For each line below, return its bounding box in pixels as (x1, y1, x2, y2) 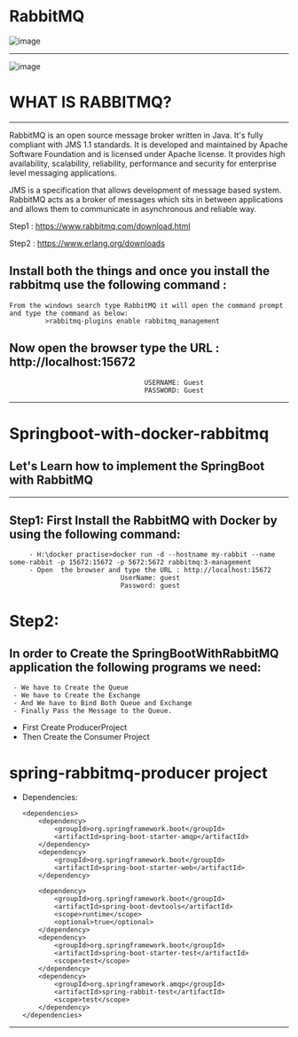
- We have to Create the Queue (12, 683, 129, 693)
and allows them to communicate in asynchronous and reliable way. (9, 203, 257, 214)
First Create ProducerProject (21, 722, 127, 733)
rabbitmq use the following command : (9, 278, 227, 293)
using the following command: (9, 526, 181, 542)
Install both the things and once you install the (9, 263, 271, 279)
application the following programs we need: (9, 659, 262, 675)
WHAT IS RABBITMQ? (9, 92, 172, 113)
